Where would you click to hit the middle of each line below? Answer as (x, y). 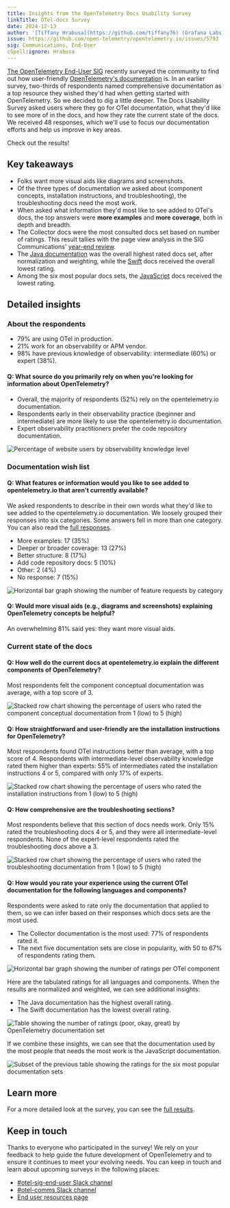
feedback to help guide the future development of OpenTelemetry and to (110, 1155)
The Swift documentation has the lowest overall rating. (94, 1010)
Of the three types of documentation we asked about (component (110, 188)
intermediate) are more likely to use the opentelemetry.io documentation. (120, 421)
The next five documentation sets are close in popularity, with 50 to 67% (119, 948)
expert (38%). (37, 361)
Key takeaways (40, 164)
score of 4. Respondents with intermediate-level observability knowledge (110, 759)
